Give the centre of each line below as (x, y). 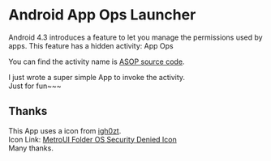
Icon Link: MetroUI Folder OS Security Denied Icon (92, 139)
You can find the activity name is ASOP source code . (97, 61)
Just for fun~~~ (35, 86)
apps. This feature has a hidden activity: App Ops (91, 45)
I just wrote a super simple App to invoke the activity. (97, 77)
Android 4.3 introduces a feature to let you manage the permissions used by (135, 37)
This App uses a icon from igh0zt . (65, 130)
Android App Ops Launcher (102, 15)
